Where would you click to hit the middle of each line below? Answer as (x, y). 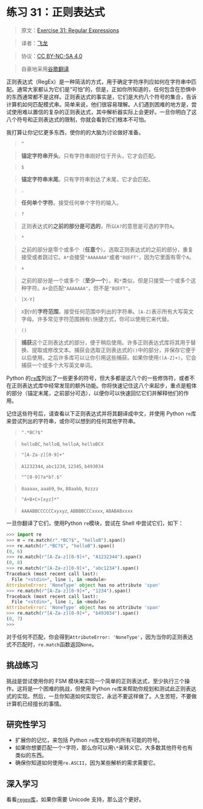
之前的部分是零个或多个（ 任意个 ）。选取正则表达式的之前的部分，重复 (107, 249)
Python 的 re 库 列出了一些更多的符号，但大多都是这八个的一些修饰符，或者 (98, 378)
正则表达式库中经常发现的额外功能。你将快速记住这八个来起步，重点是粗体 (104, 385)
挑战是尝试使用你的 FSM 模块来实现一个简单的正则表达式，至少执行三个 (95, 681)
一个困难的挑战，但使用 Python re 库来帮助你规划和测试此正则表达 (114, 688)
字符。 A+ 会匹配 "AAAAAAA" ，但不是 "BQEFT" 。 (80, 288)
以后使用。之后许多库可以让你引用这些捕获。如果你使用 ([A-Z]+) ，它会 (109, 357)
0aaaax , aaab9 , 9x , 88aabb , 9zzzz (60, 488)
